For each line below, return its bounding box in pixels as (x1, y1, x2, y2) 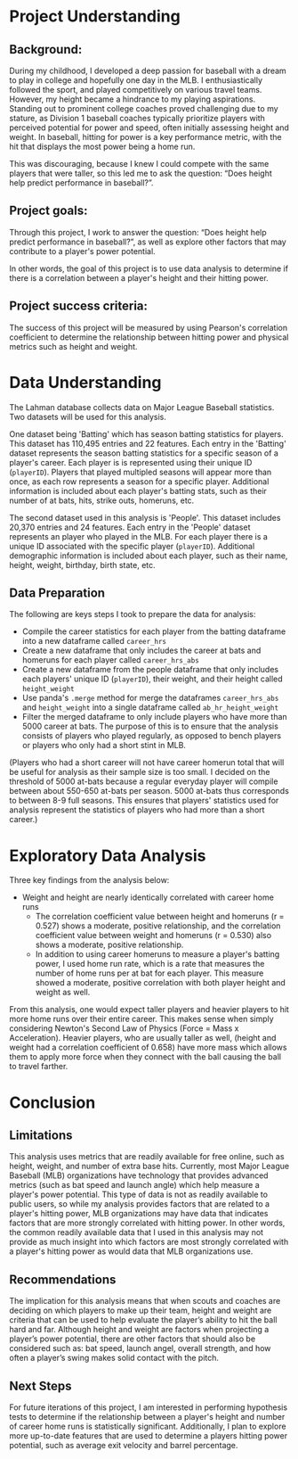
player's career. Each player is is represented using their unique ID (9, 457, 253, 467)
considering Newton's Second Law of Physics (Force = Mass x (9, 1023, 239, 1034)
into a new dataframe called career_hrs (21, 636, 167, 647)
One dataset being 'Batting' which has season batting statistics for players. (9, 428, 285, 439)
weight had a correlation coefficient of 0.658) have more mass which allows (9, 1042, 287, 1053)
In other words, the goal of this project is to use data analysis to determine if (9, 263, 289, 274)
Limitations (9, 1127, 73, 1142)
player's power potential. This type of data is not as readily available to (9, 1189, 269, 1200)
